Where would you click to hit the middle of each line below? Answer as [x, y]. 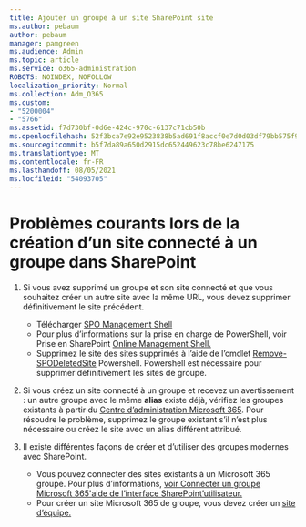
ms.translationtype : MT [55, 153]
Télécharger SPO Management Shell [104, 325]
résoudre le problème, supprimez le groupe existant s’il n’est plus [145, 420]
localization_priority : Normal [69, 86]
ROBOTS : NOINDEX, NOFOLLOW [61, 77]
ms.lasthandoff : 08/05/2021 [63, 170]
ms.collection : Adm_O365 [56, 94]
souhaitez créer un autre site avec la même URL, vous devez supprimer [156, 298]
